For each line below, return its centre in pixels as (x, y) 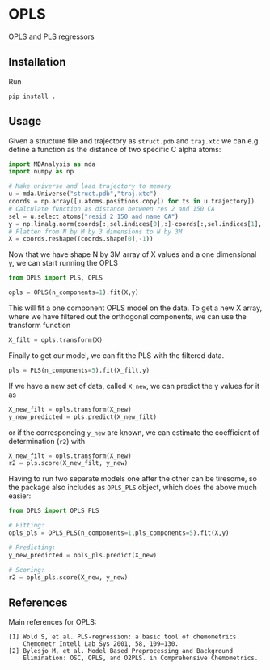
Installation (37, 62)
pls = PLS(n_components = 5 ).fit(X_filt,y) (79, 370)
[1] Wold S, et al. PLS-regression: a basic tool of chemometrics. (124, 637)
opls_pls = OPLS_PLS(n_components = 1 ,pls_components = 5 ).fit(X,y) (119, 533)
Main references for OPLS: (53, 622)
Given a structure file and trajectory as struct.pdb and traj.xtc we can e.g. (135, 141)
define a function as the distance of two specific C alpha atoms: (115, 149)
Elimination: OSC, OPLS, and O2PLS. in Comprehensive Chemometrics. (141, 658)
